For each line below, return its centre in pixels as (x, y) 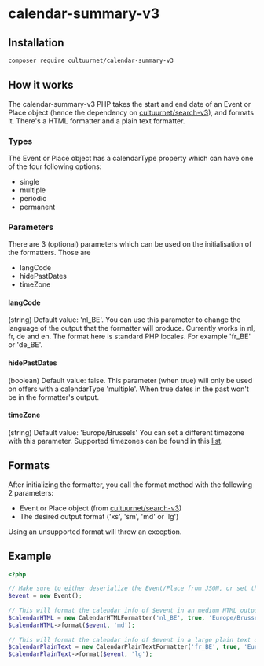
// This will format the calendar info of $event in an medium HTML (123, 611)
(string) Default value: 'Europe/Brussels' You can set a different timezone (126, 432)
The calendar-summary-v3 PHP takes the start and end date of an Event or (130, 104)
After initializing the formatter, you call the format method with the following (130, 485)
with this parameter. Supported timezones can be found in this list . (115, 441)
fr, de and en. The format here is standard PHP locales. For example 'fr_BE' (130, 337)
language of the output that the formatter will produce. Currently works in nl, (132, 328)
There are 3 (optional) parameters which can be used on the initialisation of (130, 244)
